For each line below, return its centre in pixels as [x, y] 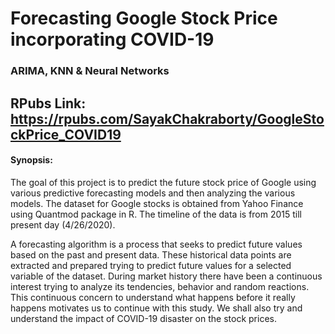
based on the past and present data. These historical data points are [151, 254]
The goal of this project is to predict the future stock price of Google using [163, 182]
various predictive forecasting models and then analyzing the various [153, 193]
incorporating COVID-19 [112, 39]
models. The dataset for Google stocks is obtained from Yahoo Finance [157, 203]
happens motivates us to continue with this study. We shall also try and [156, 308]
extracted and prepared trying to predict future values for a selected [151, 265]
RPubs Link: [48, 103]
